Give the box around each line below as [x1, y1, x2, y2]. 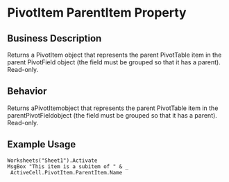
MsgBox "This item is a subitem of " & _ [7, 163, 129, 170]
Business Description [7, 33, 102, 44]
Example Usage [7, 138, 76, 150]
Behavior [7, 85, 47, 98]
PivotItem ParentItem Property [7, 5, 187, 21]
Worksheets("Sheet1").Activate [7, 157, 98, 164]
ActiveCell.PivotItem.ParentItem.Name [10, 169, 123, 176]
